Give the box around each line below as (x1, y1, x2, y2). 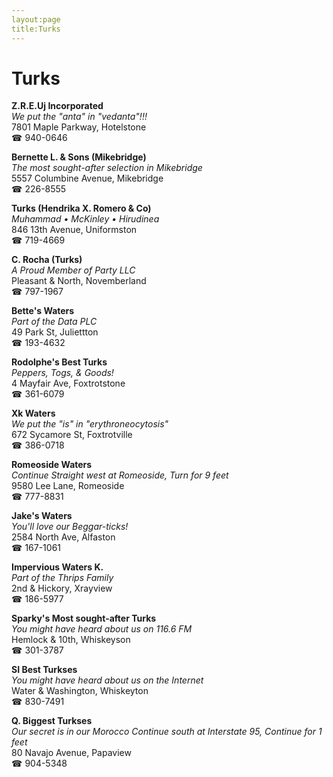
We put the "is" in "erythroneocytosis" (11, 418, 169, 430)
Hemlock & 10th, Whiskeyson (11, 634, 131, 646)
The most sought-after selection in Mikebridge (11, 162, 203, 174)
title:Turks (11, 24, 61, 34)
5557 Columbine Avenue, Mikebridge (11, 172, 164, 185)
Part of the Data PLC (11, 316, 98, 328)
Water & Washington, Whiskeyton (11, 685, 149, 697)
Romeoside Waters (11, 459, 93, 471)
